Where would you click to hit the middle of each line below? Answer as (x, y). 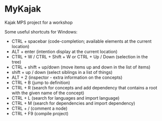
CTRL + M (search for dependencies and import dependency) (73, 103)
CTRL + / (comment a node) (40, 108)
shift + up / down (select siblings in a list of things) (62, 72)
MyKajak (23, 9)
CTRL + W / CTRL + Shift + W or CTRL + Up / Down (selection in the (80, 56)
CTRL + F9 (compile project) (40, 113)
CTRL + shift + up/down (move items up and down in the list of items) (81, 67)
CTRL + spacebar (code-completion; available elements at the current (81, 41)
